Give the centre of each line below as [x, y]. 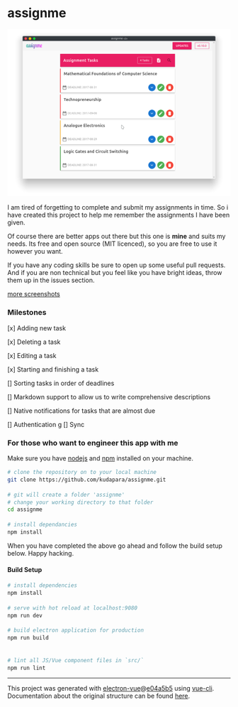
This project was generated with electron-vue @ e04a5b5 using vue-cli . [111, 688]
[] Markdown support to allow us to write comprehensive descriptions [109, 396]
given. [17, 222]
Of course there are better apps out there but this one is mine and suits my [117, 237]
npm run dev [25, 615]
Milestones [27, 313]
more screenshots [34, 294]
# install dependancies [42, 525]
